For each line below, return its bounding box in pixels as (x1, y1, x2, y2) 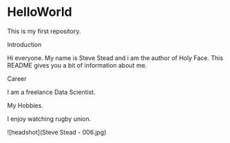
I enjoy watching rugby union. (7, 115, 92, 123)
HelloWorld (7, 4, 72, 20)
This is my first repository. (7, 27, 81, 35)
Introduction (7, 40, 42, 48)
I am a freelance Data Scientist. (7, 88, 96, 96)
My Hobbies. (7, 101, 43, 109)
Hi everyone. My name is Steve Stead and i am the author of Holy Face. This (7, 53, 224, 62)
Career (7, 74, 27, 83)
